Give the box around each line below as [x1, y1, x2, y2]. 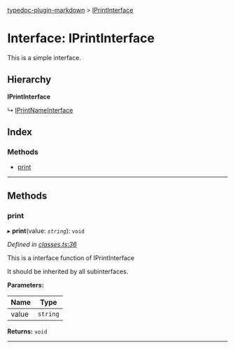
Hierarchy [7, 73, 52, 86]
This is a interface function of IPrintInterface [7, 254, 135, 262]
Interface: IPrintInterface [7, 31, 155, 46]
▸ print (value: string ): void [7, 227, 85, 235]
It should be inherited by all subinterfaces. [7, 267, 129, 276]
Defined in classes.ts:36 [7, 241, 77, 249]
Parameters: [7, 281, 44, 290]
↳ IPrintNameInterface [7, 106, 73, 114]
